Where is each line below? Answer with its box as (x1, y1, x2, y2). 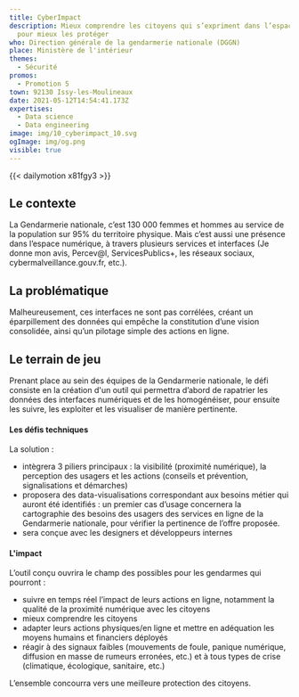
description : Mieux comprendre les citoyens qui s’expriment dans (9, 21, 261, 30)
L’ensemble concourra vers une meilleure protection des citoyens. (9, 678, 252, 689)
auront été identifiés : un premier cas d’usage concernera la (21, 499, 242, 510)
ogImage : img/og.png (9, 137, 86, 146)
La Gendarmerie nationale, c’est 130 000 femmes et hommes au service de (9, 219, 285, 230)
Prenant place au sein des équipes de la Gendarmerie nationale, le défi (9, 375, 269, 386)
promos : (9, 71, 38, 80)
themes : (9, 54, 38, 63)
